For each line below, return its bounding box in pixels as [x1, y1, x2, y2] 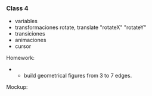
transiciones [14, 30, 46, 37]
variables [14, 18, 38, 25]
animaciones [14, 37, 46, 44]
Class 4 [6, 4, 29, 12]
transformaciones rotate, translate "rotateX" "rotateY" [14, 24, 147, 31]
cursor [14, 43, 32, 50]
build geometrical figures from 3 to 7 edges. [23, 72, 132, 79]
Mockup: [6, 84, 28, 91]
